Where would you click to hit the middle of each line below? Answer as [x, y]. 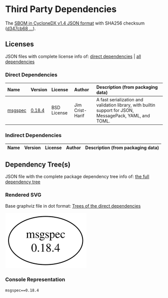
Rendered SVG [23, 195]
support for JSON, [115, 110]
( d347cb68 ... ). [20, 28]
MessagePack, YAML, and [123, 115]
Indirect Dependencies [33, 135]
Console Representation [35, 279]
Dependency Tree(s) [38, 164]
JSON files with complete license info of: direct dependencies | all [73, 56]
